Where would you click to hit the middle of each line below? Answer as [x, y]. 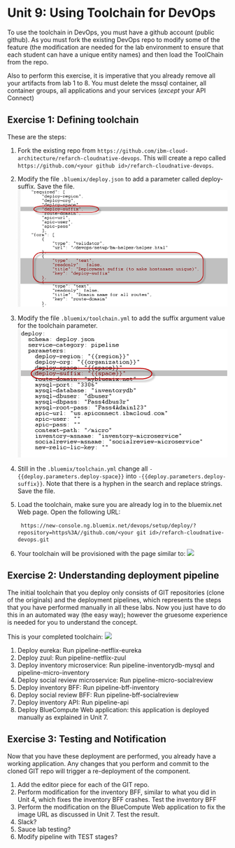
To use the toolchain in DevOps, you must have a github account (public [111, 32]
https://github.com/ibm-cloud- [143, 151]
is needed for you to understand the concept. [73, 622]
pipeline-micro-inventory [53, 672]
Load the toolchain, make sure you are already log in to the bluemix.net [120, 504]
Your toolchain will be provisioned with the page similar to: [101, 553]
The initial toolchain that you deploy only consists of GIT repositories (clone [116, 592]
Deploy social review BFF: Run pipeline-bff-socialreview [98, 695]
